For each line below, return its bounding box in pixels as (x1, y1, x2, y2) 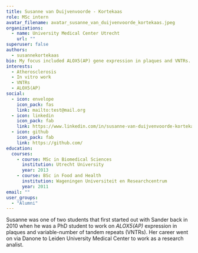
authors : (6, 47, 28, 53)
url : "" (16, 36, 35, 42)
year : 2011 (21, 184, 49, 189)
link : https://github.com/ (16, 139, 83, 146)
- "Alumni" (11, 200, 38, 206)
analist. (6, 241, 24, 248)
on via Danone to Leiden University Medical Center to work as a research (6, 235, 184, 242)
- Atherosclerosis (11, 69, 57, 75)
